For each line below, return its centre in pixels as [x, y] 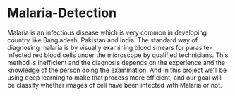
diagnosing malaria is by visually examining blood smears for [96, 47]
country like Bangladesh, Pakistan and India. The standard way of [103, 40]
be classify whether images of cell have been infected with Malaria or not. [115, 85]
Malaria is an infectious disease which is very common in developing [107, 32]
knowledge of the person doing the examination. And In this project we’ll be [117, 70]
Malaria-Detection [62, 13]
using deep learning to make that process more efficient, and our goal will [115, 77]
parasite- [199, 47]
